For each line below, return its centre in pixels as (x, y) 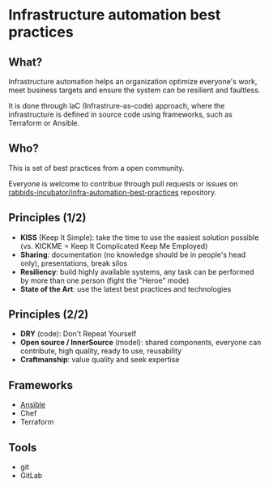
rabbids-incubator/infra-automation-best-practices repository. (113, 192)
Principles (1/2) (47, 218)
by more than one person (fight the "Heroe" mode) (105, 280)
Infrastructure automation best (115, 15)
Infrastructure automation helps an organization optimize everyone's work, (133, 81)
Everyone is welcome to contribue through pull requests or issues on (123, 183)
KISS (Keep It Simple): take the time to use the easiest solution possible (139, 237)
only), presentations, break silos (74, 263)
